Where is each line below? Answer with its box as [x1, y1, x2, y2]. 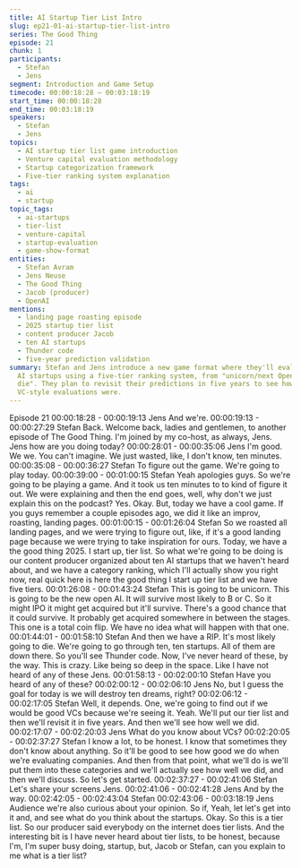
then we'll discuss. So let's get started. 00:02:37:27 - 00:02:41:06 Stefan [9, 774, 278, 785]
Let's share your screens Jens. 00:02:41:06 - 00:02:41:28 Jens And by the [9, 784, 284, 794]
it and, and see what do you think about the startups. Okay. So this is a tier [9, 812, 284, 822]
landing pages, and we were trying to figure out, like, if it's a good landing [9, 527, 281, 537]
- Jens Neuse [17, 271, 66, 280]
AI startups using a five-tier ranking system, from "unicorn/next [17, 371, 275, 381]
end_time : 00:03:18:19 [9, 105, 94, 114]
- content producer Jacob [17, 330, 115, 339]
